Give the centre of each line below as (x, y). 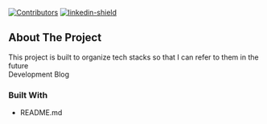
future (18, 65)
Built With (28, 95)
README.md (41, 113)
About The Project (55, 37)
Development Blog (39, 74)
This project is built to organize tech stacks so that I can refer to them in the (133, 57)
